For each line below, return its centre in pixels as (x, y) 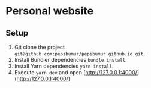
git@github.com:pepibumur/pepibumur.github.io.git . (79, 54)
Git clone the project (40, 47)
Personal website (50, 11)
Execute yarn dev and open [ (50, 72)
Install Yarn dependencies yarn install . (64, 66)
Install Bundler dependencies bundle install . (70, 60)
